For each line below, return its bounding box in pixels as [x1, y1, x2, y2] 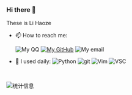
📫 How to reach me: [15, 32, 68, 39]
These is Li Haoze [6, 20, 52, 27]
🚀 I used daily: [15, 58, 51, 65]
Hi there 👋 [6, 6, 37, 14]
